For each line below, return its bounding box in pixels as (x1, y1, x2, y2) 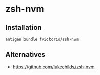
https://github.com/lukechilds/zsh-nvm (12, 64, 95, 70)
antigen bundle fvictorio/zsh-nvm (5, 36, 79, 42)
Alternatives (5, 50, 46, 59)
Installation (5, 23, 42, 32)
